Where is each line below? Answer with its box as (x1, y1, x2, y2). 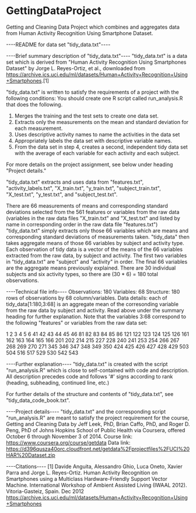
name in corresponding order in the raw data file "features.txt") (6, 221, 158, 228)
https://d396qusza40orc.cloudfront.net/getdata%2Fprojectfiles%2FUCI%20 (6, 445, 190, 452)
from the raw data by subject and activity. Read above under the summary (6, 307, 184, 314)
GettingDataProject (6, 4, 101, 18)
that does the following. (6, 101, 63, 108)
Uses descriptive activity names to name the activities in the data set (14, 130, 180, 138)
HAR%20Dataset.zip (6, 452, 55, 459)
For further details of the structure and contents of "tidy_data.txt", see (6, 390, 174, 397)
